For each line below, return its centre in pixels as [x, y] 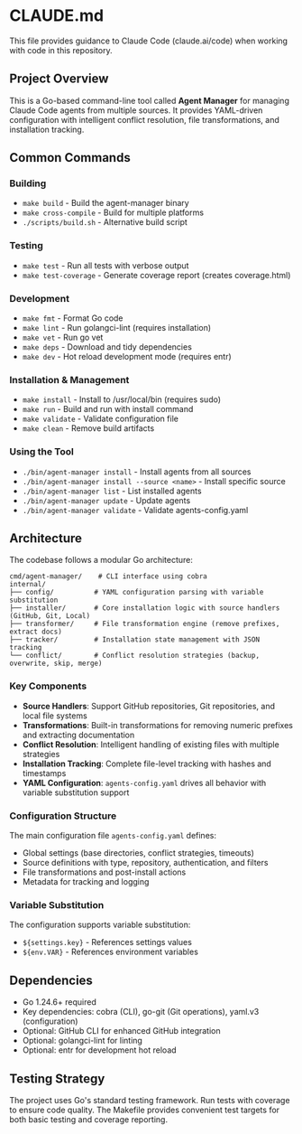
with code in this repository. [61, 50]
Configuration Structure [63, 816]
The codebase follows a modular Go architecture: [101, 560]
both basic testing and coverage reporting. [89, 1119]
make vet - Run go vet [63, 337]
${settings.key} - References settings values [107, 942]
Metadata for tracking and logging [86, 882]
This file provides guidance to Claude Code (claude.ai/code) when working [149, 41]
